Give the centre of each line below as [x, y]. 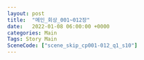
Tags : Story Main [32, 39]
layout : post [26, 13]
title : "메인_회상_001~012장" [48, 20]
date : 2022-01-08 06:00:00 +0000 [58, 26]
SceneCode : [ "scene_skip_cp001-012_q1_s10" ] [72, 46]
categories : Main [32, 33]
